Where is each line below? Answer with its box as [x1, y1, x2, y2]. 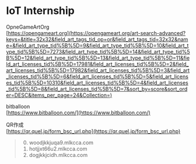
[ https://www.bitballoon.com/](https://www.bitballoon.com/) [6, 109, 150, 116]
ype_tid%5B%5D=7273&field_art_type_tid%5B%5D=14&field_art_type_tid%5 [6, 48, 190, 55]
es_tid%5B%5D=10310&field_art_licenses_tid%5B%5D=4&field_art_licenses [6, 79, 188, 86]
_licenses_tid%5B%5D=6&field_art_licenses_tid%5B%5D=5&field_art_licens [6, 73, 188, 80]
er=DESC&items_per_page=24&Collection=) [6, 92, 113, 99]
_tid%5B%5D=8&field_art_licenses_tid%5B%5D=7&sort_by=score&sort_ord [6, 85, 188, 92]
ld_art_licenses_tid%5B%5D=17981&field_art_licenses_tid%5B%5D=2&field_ [6, 60, 189, 68]
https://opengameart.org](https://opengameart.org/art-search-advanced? [8, 29, 185, 36]
